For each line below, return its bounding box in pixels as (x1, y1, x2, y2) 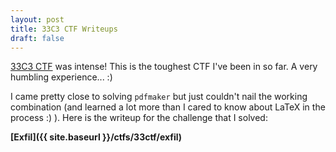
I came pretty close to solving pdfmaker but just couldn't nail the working (10, 91, 308, 103)
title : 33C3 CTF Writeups (10, 24, 118, 34)
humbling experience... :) (10, 71, 113, 83)
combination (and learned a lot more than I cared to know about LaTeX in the (10, 101, 326, 113)
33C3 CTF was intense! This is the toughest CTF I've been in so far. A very (10, 61, 318, 73)
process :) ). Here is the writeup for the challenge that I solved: (10, 112, 268, 124)
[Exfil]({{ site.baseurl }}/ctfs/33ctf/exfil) (10, 131, 183, 143)
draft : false (10, 33, 65, 43)
